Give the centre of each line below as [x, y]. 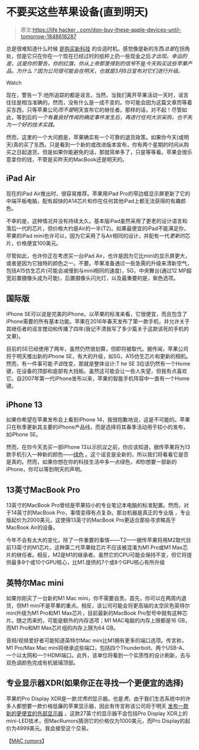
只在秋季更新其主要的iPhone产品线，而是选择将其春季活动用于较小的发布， [97, 427]
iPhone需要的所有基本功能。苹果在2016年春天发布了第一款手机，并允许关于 [98, 321]
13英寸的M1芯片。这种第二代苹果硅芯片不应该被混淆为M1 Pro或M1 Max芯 [99, 548]
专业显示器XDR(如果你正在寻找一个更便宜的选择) [95, 683]
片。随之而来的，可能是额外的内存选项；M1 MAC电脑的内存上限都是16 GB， [98, 620]
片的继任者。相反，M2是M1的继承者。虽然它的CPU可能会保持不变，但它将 [97, 555]
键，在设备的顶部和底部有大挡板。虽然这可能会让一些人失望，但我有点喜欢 [97, 371]
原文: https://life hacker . [49, 30]
